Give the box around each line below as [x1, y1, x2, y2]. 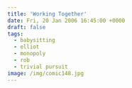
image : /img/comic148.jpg [7, 70, 84, 77]
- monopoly [13, 50, 46, 57]
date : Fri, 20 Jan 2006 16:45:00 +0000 [7, 17, 126, 24]
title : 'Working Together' [7, 10, 87, 18]
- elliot [13, 43, 40, 50]
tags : [7, 30, 23, 38]
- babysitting [13, 37, 55, 44]
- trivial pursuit [13, 63, 69, 70]
